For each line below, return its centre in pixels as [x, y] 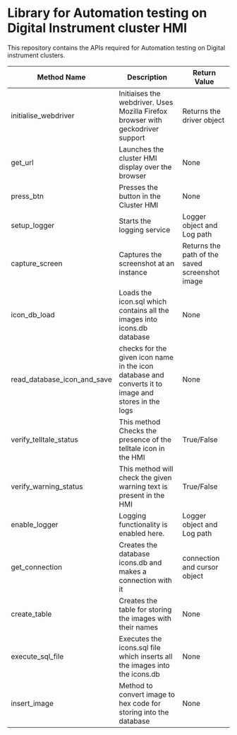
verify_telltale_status [45, 439]
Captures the [140, 254]
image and [136, 392]
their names [139, 627]
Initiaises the [140, 93]
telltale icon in [142, 448]
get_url [22, 162]
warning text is [143, 486]
